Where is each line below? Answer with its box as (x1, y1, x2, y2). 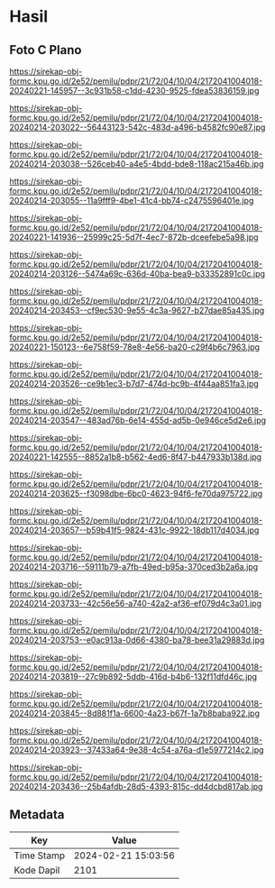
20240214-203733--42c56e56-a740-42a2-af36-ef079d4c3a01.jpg (9, 598, 261, 609)
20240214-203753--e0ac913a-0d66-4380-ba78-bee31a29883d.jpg (9, 635, 265, 645)
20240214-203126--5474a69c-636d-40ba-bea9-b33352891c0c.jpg (9, 269, 266, 279)
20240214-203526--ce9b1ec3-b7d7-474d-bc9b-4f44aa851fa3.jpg (9, 379, 259, 389)
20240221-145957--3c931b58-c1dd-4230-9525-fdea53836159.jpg (9, 86, 260, 96)
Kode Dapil (14, 864, 60, 876)
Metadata (9, 807, 65, 822)
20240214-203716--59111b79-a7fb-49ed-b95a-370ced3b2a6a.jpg (9, 562, 259, 572)
